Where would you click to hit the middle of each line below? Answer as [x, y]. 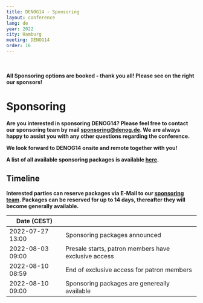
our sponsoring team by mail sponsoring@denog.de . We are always [93, 129]
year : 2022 [20, 29]
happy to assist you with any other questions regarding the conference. [98, 136]
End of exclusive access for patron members [129, 270]
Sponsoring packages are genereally [118, 283]
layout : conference [31, 18]
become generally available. [43, 206]
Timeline [23, 179]
